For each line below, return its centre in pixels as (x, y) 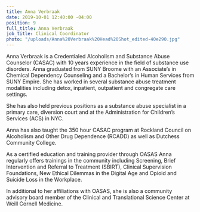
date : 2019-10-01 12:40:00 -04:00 (49, 17)
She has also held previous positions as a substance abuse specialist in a (96, 106)
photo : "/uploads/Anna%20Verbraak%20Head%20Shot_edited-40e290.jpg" (93, 39)
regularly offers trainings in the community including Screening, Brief (91, 160)
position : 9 (21, 23)
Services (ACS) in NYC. (35, 119)
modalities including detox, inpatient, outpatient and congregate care (91, 88)
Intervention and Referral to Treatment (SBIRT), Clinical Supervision (89, 167)
